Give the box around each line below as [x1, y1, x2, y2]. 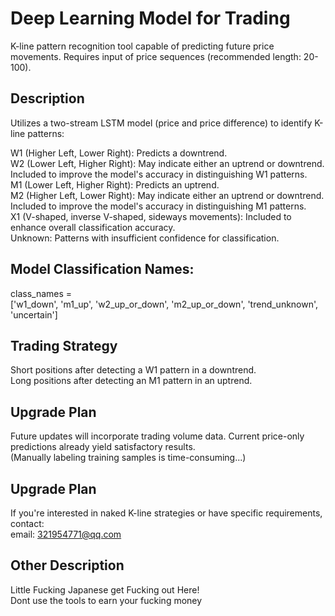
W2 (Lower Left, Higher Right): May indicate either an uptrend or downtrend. [10, 157, 325, 169]
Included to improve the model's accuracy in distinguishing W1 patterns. [10, 168, 308, 180]
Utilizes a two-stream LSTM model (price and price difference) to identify [10, 117, 313, 129]
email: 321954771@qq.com [10, 528, 122, 540]
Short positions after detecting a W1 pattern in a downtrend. [10, 364, 257, 376]
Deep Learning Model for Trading [10, 7, 291, 30]
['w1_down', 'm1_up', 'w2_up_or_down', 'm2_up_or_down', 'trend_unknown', [10, 298, 319, 310]
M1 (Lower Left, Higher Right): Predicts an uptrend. [10, 178, 220, 191]
